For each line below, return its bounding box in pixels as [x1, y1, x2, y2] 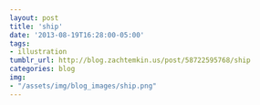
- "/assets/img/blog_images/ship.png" [9, 81, 157, 90]
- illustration [9, 47, 68, 57]
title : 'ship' [9, 22, 64, 31]
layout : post [9, 13, 59, 23]
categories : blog [9, 65, 76, 74]
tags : [9, 38, 30, 48]
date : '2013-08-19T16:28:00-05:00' [9, 30, 145, 39]
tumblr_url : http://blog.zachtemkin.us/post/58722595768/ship [9, 56, 251, 65]
